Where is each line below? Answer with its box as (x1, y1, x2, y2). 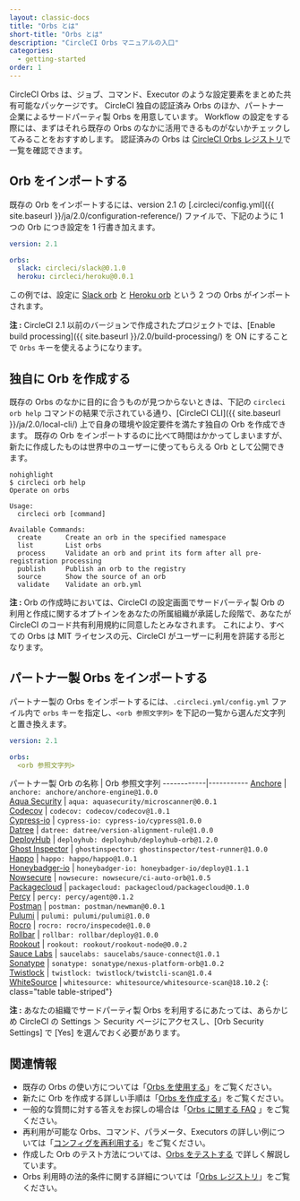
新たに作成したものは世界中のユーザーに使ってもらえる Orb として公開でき (9, 441, 286, 452)
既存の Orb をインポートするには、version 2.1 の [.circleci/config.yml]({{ (9, 199, 275, 210)
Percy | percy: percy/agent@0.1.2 (9, 891, 134, 902)
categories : (9, 47, 54, 56)
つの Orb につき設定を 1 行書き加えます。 (9, 221, 160, 232)
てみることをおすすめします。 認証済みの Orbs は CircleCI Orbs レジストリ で (9, 134, 291, 144)
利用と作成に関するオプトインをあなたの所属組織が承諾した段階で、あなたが (9, 609, 292, 618)
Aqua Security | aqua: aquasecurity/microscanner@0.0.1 (9, 796, 218, 807)
